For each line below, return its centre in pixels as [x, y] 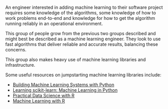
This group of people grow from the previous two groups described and [81, 33]
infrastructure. [20, 65]
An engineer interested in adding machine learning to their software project [84, 7]
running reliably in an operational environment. [54, 23]
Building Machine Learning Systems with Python [63, 85]
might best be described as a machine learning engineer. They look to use [83, 39]
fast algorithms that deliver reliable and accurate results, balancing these [82, 44]
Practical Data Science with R [44, 96]
